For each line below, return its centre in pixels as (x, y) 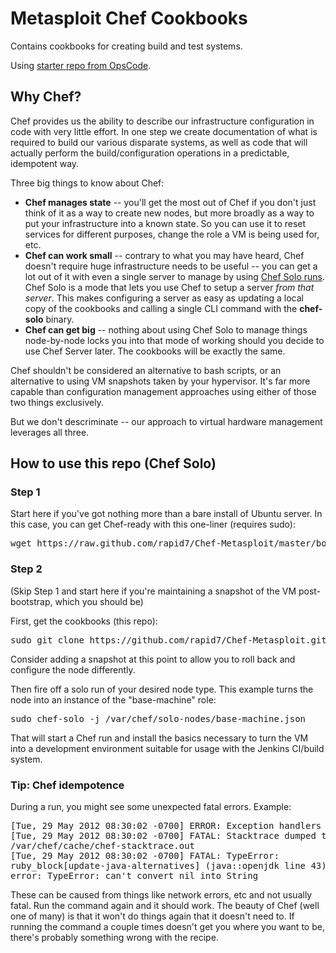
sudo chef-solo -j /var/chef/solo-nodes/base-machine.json (158, 718)
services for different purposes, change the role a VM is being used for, (172, 234)
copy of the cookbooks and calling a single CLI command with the (161, 308)
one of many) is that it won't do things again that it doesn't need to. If (152, 916)
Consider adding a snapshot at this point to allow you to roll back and (153, 659)
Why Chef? (46, 97)
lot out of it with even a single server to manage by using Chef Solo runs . (174, 276)
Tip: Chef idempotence (67, 785)
